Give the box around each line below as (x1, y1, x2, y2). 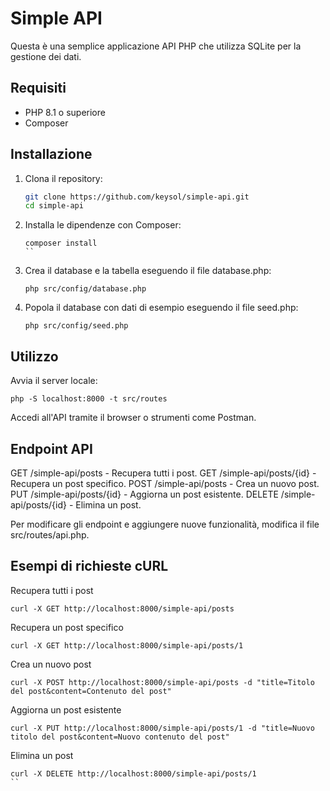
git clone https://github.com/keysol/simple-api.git (24, 192, 250, 202)
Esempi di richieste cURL (10, 558, 169, 575)
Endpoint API (10, 440, 93, 457)
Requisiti (10, 80, 67, 97)
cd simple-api (24, 201, 84, 211)
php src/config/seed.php (24, 321, 129, 331)
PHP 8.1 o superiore (24, 106, 106, 118)
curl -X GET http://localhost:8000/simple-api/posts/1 (10, 640, 244, 651)
